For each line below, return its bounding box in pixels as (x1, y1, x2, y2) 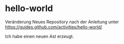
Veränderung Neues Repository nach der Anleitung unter (5, 19, 119, 25)
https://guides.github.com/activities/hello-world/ (5, 24, 103, 29)
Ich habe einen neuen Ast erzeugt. (5, 33, 74, 39)
